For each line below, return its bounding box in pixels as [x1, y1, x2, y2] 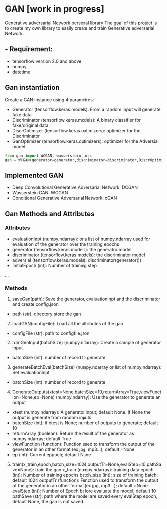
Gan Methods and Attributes [5, 209, 95, 218]
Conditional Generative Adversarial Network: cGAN [12, 195, 117, 201]
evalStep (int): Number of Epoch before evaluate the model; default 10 [12, 488, 156, 494]
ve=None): [12, 467, 35, 473]
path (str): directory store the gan [12, 311, 81, 317]
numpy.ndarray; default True [12, 436, 71, 442]
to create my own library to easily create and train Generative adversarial [5, 25, 155, 31]
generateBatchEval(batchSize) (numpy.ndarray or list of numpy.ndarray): [12, 364, 162, 370]
